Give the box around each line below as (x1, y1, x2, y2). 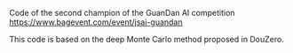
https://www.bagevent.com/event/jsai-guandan (9, 17, 183, 27)
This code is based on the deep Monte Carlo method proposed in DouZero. (9, 34, 284, 44)
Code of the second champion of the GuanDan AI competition (9, 8, 235, 18)
